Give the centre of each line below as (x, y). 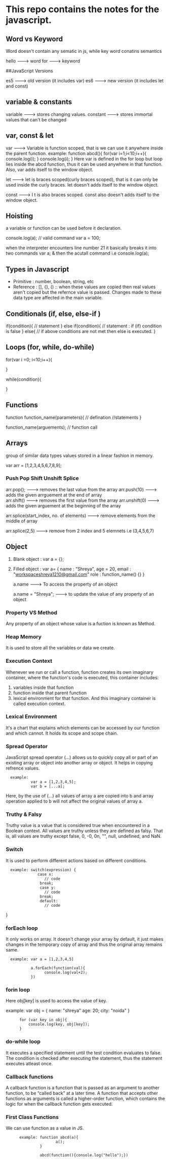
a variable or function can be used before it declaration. (64, 228)
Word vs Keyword (34, 39)
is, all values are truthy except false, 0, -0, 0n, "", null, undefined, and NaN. (83, 836)
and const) (17, 86)
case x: (46, 874)
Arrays (17, 443)
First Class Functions (32, 1117)
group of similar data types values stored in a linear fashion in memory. (80, 455)
